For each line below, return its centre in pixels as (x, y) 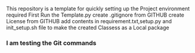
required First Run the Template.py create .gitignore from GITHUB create (95, 15)
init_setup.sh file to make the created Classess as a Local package (88, 27)
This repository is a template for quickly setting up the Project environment (98, 9)
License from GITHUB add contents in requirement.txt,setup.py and (89, 21)
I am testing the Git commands (51, 43)
